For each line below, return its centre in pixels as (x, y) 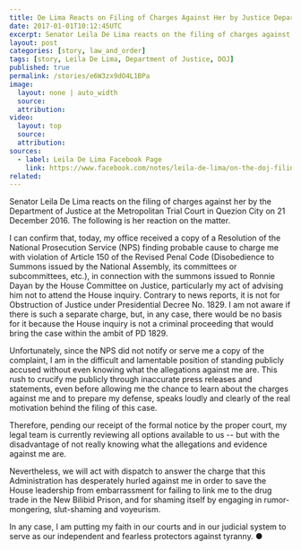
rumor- (276, 500)
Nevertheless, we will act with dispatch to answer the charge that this (138, 471)
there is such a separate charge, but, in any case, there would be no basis (146, 314)
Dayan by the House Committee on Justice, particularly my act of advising (146, 286)
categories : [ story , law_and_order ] (77, 51)
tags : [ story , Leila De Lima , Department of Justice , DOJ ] (122, 59)
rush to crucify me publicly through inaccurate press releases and (131, 380)
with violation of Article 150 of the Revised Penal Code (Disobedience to (142, 258)
